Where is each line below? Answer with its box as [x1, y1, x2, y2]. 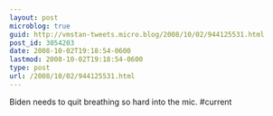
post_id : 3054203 [9, 38, 75, 48]
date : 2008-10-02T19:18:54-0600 [9, 47, 131, 56]
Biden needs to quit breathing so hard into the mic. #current [9, 96, 232, 107]
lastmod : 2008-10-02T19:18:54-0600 [9, 55, 144, 64]
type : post [9, 64, 51, 73]
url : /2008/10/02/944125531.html [9, 72, 136, 81]
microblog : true [9, 22, 71, 31]
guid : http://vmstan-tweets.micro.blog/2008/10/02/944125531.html [9, 30, 265, 39]
